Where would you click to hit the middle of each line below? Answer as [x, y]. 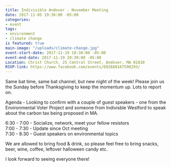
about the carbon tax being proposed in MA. [52, 113]
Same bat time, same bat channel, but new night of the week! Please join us [85, 82]
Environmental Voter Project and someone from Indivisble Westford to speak [86, 108]
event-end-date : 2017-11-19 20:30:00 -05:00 [53, 57]
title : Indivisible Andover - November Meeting [57, 10]
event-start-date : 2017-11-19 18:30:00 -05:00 [56, 53]
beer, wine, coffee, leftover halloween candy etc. [57, 149]
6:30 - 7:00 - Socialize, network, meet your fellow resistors [67, 123]
